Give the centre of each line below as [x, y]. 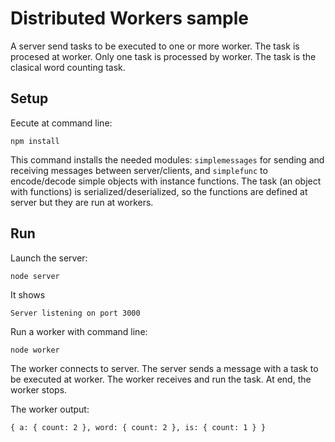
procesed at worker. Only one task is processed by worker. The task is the [163, 56]
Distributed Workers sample [129, 18]
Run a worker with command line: [79, 331]
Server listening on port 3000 [75, 313]
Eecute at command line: [61, 123]
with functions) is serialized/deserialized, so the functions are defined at [159, 191]
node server [35, 276]
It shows [28, 294]
